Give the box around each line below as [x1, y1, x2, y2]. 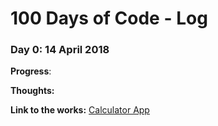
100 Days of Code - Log [10, 7, 208, 30]
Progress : [10, 65, 52, 77]
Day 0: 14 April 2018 [10, 43, 110, 57]
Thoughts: [10, 85, 55, 97]
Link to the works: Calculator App [10, 104, 150, 116]
